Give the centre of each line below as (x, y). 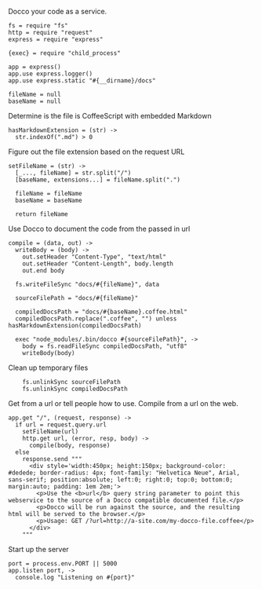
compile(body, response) (69, 445)
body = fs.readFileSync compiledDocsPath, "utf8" (105, 346)
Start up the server (38, 549)
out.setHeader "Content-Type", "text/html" (95, 257)
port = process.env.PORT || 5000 (63, 564)
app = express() (35, 67)
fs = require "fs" (38, 26)
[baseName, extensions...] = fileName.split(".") (98, 180)
